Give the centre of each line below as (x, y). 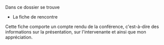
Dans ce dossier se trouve (32, 7)
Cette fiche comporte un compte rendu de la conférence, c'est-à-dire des (82, 26)
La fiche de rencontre (35, 17)
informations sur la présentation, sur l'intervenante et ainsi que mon (76, 32)
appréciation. (19, 37)
